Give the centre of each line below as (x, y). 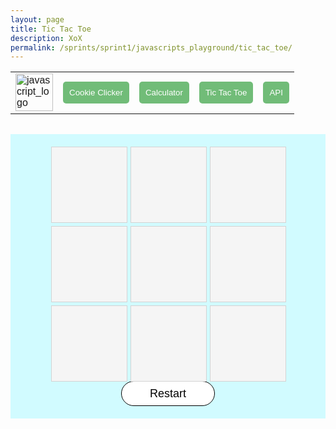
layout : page (37, 19)
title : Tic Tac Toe (51, 29)
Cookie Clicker (96, 92)
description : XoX (46, 38)
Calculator (163, 92)
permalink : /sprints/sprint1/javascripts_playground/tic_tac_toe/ (151, 47)
